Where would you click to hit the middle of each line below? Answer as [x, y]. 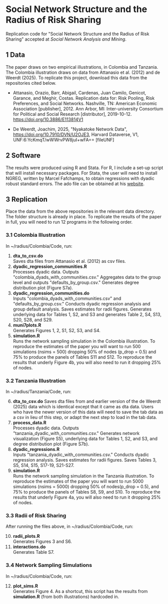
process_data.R [29, 422]
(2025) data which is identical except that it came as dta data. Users [83, 406]
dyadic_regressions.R [36, 449]
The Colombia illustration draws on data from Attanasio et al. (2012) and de [83, 72]
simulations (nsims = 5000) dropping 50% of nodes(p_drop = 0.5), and [86, 486]
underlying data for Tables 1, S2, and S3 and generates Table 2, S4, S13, [87, 314]
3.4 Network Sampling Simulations [49, 565]
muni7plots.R [27, 325]
